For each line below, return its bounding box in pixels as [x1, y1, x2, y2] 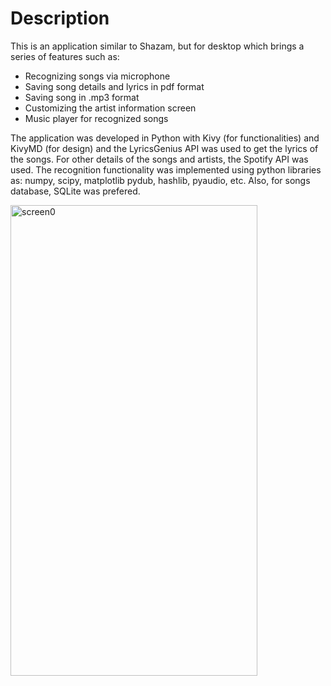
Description [10, 7, 110, 30]
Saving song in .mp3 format [24, 91, 140, 103]
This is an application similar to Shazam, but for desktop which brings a [10, 40, 305, 52]
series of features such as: [10, 50, 120, 62]
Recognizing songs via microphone [24, 70, 171, 82]
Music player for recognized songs [24, 112, 169, 124]
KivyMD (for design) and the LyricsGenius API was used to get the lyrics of [10, 142, 319, 154]
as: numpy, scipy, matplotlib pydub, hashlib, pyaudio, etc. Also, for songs [10, 174, 311, 186]
